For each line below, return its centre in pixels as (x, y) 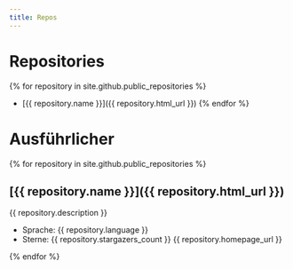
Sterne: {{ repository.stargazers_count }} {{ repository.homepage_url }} (152, 240)
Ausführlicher (62, 139)
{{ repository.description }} (59, 213)
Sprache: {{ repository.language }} (85, 230)
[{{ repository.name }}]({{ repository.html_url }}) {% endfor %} (136, 103)
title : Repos (33, 17)
